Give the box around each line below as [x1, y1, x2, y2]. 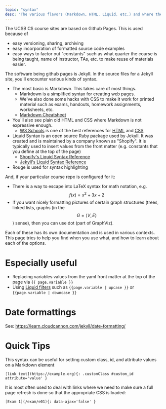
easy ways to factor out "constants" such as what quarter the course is [12, 50, 158, 57]
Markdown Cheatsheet [19, 112, 67, 117]
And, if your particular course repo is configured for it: [5, 174, 115, 180]
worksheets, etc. [19, 107, 54, 112]
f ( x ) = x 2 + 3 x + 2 [69, 191, 105, 198]
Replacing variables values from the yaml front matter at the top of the [12, 274, 156, 280]
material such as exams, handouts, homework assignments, [19, 101, 142, 107]
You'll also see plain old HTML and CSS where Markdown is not [12, 117, 142, 123]
